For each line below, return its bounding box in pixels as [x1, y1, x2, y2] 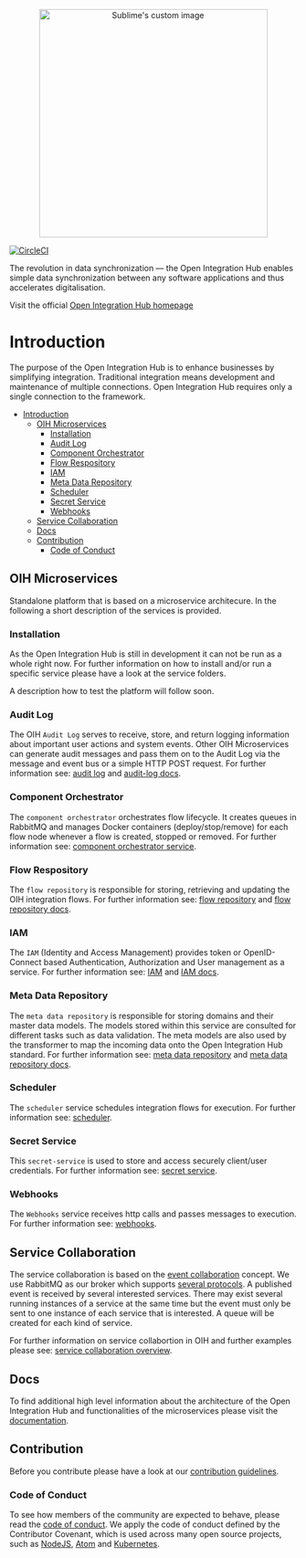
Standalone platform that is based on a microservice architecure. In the [9, 595, 277, 606]
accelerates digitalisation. [9, 282, 106, 292]
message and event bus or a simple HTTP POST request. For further [9, 758, 267, 769]
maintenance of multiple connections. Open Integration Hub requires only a [9, 381, 293, 392]
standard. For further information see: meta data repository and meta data [9, 1048, 288, 1059]
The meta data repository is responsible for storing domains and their [9, 1010, 274, 1021]
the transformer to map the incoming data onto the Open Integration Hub [9, 1039, 283, 1050]
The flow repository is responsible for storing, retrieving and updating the [9, 884, 290, 895]
